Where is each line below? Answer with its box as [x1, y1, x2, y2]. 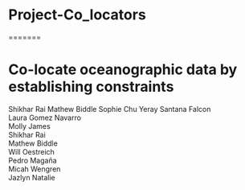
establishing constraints [8, 78, 174, 96]
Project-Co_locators [8, 6, 146, 24]
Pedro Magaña [8, 155, 58, 165]
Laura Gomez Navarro [8, 113, 82, 122]
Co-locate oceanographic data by [8, 60, 238, 79]
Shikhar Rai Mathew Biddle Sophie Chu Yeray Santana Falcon [8, 104, 211, 114]
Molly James [8, 121, 51, 130]
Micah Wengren [8, 163, 61, 174]
